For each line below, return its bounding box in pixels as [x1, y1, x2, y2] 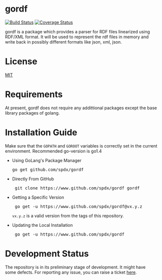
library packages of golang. [5, 110, 60, 116]
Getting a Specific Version [12, 194, 64, 200]
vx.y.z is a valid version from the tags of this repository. [12, 213, 124, 219]
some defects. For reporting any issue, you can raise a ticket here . [5, 269, 137, 275]
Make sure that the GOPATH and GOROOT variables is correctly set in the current [5, 143, 158, 148]
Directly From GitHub [12, 176, 54, 182]
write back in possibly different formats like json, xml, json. [5, 39, 122, 44]
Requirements [5, 89, 63, 100]
